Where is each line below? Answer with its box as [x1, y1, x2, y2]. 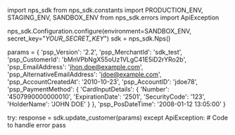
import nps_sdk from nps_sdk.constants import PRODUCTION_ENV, [7, 6, 203, 14]
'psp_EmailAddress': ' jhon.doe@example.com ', [7, 63, 144, 71]
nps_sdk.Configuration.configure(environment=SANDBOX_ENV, [7, 27, 192, 35]
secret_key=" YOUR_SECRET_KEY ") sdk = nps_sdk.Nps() [7, 34, 171, 43]
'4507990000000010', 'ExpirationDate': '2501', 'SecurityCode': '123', [7, 92, 206, 101]
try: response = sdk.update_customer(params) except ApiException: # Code [7, 113, 229, 122]
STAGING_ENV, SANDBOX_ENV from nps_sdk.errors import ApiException [7, 13, 220, 22]
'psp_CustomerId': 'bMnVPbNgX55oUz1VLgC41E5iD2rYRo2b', [7, 55, 186, 64]
